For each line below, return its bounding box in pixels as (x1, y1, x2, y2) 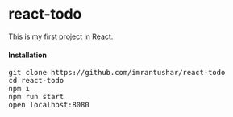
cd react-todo (8, 76, 64, 86)
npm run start (8, 92, 64, 102)
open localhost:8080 (8, 100, 90, 110)
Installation (8, 50, 47, 60)
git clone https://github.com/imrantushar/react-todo (8, 68, 226, 77)
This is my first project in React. (8, 31, 114, 41)
